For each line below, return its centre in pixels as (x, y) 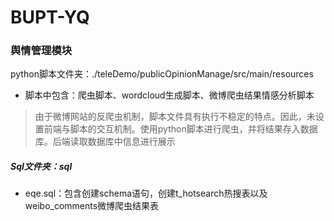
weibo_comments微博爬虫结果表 (92, 206)
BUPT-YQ (50, 17)
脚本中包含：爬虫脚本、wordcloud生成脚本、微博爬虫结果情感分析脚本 (169, 95)
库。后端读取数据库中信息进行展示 (105, 142)
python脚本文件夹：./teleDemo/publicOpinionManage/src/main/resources (162, 74)
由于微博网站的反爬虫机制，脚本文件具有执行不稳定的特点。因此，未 (175, 117)
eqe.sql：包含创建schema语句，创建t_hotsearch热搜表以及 (146, 193)
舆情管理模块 (41, 51)
